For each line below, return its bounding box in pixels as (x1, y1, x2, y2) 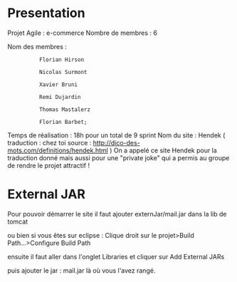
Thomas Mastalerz (38, 105, 91, 113)
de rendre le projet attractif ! (7, 161, 90, 169)
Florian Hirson (38, 56, 84, 63)
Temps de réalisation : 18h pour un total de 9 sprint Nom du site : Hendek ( (7, 130, 226, 140)
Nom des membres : (7, 42, 68, 51)
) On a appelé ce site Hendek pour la (109, 146, 217, 155)
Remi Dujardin (38, 93, 81, 100)
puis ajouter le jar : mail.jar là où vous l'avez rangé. (7, 266, 156, 275)
